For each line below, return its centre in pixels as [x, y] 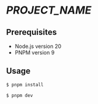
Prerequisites [31, 32]
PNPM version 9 [34, 53]
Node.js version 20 [38, 46]
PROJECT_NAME [49, 10]
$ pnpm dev [20, 95]
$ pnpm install [25, 84]
